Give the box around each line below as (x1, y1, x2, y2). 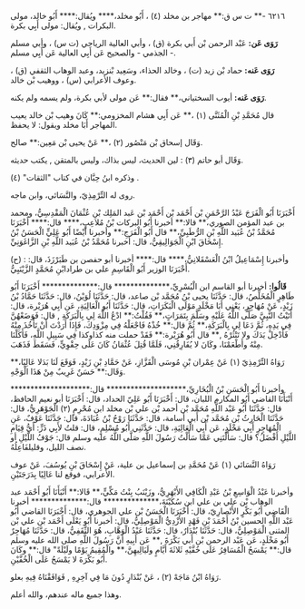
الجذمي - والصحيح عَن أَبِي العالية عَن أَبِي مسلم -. (10, 47, 176, 58)
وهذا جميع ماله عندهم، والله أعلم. (10, 589, 122, 600)
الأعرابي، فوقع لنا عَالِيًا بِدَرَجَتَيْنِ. (10, 469, 115, 479)
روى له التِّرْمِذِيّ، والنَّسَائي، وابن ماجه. (10, 190, 135, 201)
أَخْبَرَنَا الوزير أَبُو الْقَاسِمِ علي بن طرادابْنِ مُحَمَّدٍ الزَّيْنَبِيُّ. (10, 263, 191, 274)
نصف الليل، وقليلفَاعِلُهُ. (10, 442, 87, 452)
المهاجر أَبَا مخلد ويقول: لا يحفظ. (10, 120, 118, 130)
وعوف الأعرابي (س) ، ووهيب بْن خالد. (10, 74, 137, 85)
